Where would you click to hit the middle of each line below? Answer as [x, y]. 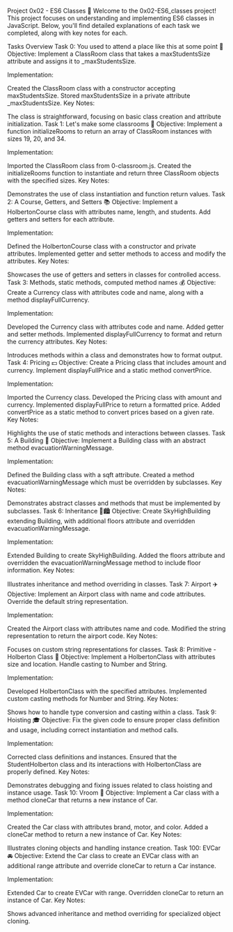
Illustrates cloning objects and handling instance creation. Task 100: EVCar [114, 848]
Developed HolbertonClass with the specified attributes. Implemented [107, 691]
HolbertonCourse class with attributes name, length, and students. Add [109, 212]
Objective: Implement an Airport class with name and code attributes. [107, 594]
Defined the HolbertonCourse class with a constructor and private [102, 246]
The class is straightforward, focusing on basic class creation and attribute [114, 116]
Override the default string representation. [68, 601]
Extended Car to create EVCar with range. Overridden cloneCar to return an [115, 893]
